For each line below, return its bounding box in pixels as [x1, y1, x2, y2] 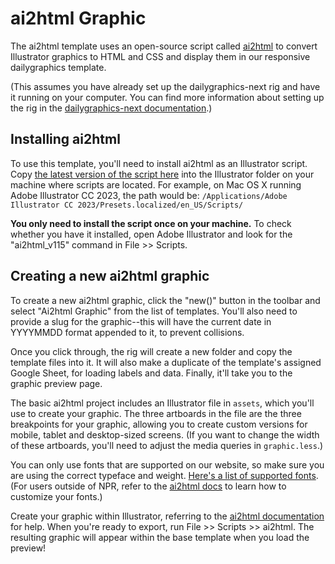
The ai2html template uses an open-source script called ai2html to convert [10, 40, 318, 52]
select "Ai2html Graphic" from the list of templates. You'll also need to [10, 305, 298, 317]
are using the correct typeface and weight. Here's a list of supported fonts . [10, 469, 319, 481]
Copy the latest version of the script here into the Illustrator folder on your [10, 168, 315, 180]
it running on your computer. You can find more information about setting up [10, 91, 325, 103]
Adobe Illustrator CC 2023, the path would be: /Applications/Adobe [10, 189, 288, 201]
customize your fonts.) [10, 490, 103, 502]
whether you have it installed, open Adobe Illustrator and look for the [10, 228, 293, 240]
